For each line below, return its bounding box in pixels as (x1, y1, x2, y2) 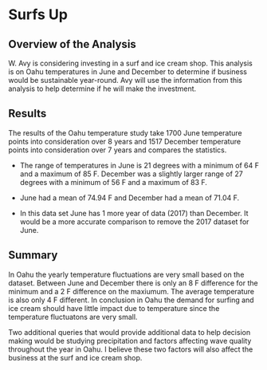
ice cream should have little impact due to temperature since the (8, 303, 220, 313)
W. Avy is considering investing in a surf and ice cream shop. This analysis (8, 58, 253, 68)
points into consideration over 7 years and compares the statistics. (8, 145, 227, 155)
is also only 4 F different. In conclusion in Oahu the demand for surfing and (8, 295, 254, 305)
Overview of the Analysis (8, 37, 137, 51)
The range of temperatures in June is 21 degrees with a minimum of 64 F (19, 160, 260, 170)
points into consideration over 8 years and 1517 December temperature (8, 136, 241, 146)
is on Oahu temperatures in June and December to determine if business (8, 67, 248, 77)
